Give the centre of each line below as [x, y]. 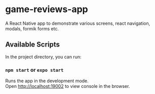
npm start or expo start [34, 70]
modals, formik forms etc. [32, 28]
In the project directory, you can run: [43, 57]
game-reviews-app [47, 9]
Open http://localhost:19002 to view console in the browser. [68, 86]
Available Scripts [32, 45]
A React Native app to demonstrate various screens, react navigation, [78, 23]
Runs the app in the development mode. [47, 81]
